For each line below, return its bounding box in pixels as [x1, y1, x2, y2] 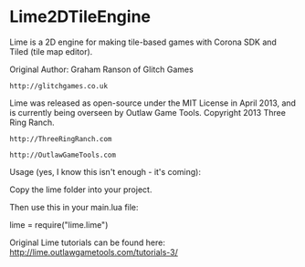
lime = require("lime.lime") [9, 219, 109, 230]
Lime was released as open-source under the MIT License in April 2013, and [9, 98, 297, 108]
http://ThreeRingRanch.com [9, 134, 112, 143]
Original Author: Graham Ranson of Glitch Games [9, 64, 194, 75]
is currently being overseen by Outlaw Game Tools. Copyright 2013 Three [9, 107, 286, 118]
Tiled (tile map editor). [9, 46, 93, 56]
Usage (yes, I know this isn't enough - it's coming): [9, 166, 201, 177]
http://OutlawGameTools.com [9, 150, 117, 159]
